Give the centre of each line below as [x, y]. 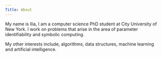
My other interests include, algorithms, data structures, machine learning [80, 44]
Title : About [19, 10]
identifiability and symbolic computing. [45, 34]
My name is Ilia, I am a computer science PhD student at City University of [81, 24]
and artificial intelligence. [31, 49]
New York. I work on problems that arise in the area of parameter [72, 29]
